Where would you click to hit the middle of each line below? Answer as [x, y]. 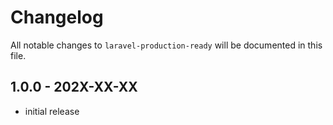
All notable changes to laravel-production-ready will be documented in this [166, 45]
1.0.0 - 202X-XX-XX [74, 87]
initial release [52, 111]
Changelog [57, 17]
